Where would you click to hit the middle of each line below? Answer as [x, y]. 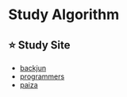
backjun [33, 68]
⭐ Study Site [39, 45]
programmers [42, 76]
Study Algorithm [64, 15]
